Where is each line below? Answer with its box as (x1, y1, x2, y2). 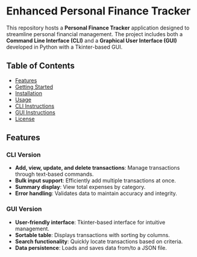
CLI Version (6, 150, 41, 159)
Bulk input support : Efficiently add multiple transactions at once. (14, 177, 177, 184)
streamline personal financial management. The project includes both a (6, 30, 183, 37)
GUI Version (6, 205, 42, 213)
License (14, 115, 35, 122)
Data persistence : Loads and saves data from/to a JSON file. (14, 244, 167, 251)
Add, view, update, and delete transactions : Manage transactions (14, 164, 180, 172)
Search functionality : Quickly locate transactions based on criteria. (14, 238, 183, 245)
